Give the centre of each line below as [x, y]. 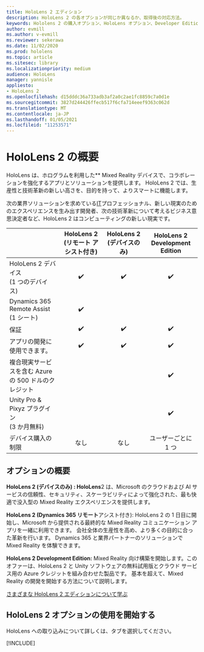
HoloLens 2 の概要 [53, 157]
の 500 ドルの [29, 380]
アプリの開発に [31, 342]
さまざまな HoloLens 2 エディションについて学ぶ [67, 594]
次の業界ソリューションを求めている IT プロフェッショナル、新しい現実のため [102, 203]
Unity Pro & [25, 400]
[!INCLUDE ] [21, 643]
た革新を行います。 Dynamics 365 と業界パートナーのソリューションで [95, 538]
